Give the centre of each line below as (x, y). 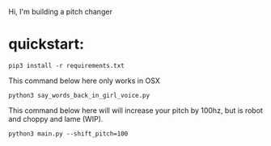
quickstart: (47, 44)
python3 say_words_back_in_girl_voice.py (79, 95)
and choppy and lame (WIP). (56, 119)
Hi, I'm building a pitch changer (61, 12)
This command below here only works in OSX (84, 81)
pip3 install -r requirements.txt (67, 65)
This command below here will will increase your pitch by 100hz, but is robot (135, 110)
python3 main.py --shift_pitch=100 (68, 133)
